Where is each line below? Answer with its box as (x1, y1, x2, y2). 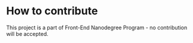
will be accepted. (6, 30, 49, 37)
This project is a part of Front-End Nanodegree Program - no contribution (6, 24, 188, 31)
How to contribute (6, 4, 98, 18)
